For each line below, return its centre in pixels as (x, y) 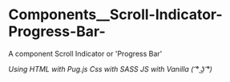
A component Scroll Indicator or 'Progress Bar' (85, 53)
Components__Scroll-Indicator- (115, 15)
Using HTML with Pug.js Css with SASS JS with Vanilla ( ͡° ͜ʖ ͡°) (110, 68)
